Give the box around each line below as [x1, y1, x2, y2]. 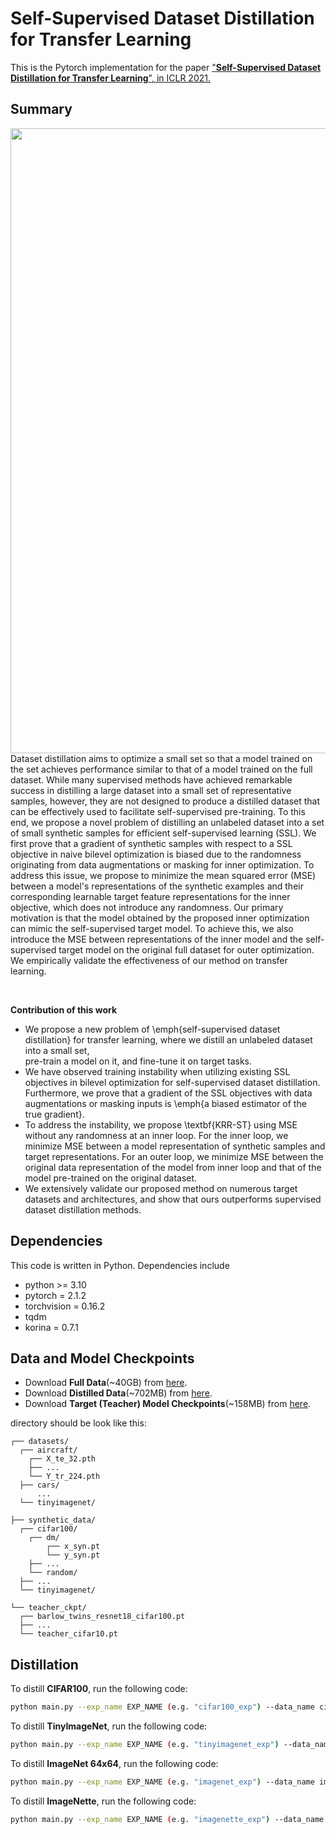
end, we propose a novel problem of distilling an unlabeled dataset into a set [10, 816, 325, 828]
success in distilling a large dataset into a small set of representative [10, 784, 292, 796]
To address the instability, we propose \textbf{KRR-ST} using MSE [24, 1118, 298, 1131]
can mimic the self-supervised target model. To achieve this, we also [10, 922, 294, 934]
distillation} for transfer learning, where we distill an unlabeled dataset [24, 1033, 313, 1046]
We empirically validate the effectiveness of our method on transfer [10, 954, 288, 966]
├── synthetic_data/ [10, 1515, 97, 1526]
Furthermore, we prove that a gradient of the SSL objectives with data [24, 1087, 313, 1099]
